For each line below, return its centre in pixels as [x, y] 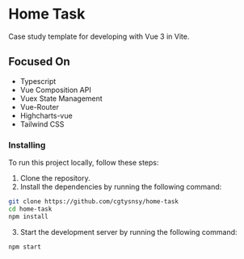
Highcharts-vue [46, 115]
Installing [27, 144]
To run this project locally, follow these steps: [84, 163]
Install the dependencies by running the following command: [121, 187]
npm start [25, 247]
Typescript [38, 81]
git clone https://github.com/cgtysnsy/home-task [94, 202]
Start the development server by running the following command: [128, 232]
